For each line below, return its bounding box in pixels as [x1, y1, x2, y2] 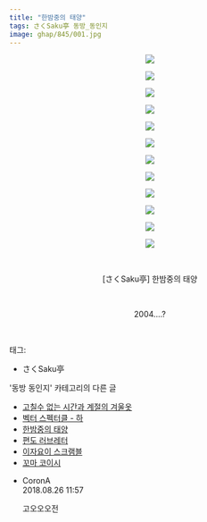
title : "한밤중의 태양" [9, 13, 87, 22]
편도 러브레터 [21, 435, 69, 446]
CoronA [21, 476, 51, 486]
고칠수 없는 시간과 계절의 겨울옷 [21, 401, 132, 412]
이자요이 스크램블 [21, 446, 83, 457]
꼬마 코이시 [21, 458, 62, 468]
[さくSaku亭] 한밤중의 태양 [102, 274, 198, 284]
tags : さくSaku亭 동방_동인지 [9, 21, 109, 30]
